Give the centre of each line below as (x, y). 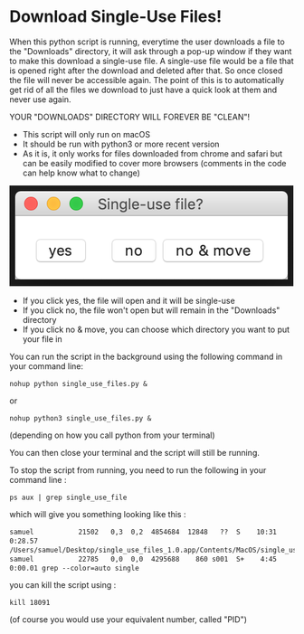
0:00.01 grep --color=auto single (75, 568)
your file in (42, 339)
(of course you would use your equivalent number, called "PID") (128, 619)
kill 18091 (30, 602)
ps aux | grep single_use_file (68, 497)
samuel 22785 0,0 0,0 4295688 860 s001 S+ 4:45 (143, 559)
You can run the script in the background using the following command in (146, 356)
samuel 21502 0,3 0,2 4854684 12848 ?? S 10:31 (143, 532)
